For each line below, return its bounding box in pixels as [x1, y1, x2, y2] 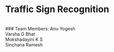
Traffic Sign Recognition [5, 4, 109, 15]
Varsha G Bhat [5, 31, 35, 37]
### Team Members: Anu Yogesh [5, 25, 75, 31]
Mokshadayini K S [5, 36, 43, 42]
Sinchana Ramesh [5, 41, 43, 47]
